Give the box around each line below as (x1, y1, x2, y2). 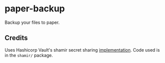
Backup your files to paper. (4, 19, 60, 25)
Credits (4, 34, 28, 42)
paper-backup (4, 3, 65, 14)
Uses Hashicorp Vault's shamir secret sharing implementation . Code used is (4, 47, 160, 53)
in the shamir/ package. (4, 52, 53, 58)
